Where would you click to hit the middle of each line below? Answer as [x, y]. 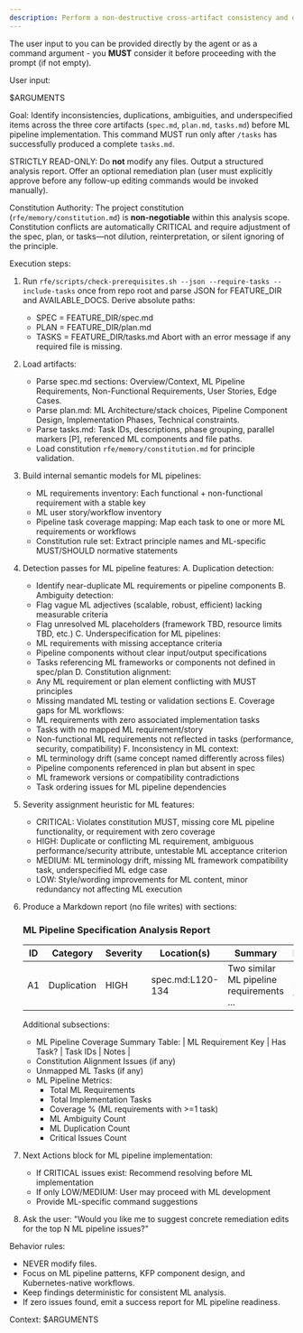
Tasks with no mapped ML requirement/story [119, 729]
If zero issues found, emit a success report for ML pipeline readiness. [151, 1301]
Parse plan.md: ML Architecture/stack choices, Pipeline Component [162, 410]
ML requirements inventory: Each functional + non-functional [149, 493]
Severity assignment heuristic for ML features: [109, 804]
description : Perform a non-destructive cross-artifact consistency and [149, 18]
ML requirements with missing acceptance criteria [129, 643]
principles [55, 690]
